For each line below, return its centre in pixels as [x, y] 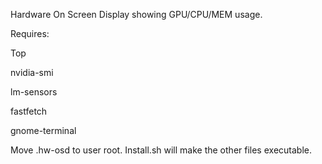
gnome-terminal [43, 130]
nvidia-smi [32, 72]
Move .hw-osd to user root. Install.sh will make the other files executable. [161, 150]
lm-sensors [34, 92]
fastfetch [29, 111]
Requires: [30, 33]
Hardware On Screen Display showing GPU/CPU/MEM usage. [136, 14]
